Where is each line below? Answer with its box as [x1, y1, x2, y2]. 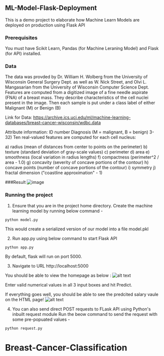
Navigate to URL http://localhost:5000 [12, 263, 89, 268]
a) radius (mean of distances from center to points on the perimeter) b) [5, 144, 148, 150]
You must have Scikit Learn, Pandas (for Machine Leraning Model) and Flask [5, 45, 159, 51]
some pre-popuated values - [12, 316, 70, 322]
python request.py [5, 326, 42, 331]
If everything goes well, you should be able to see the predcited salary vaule [5, 291, 159, 297]
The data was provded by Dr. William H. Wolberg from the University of [5, 74, 148, 80]
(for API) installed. [5, 51, 41, 57]
